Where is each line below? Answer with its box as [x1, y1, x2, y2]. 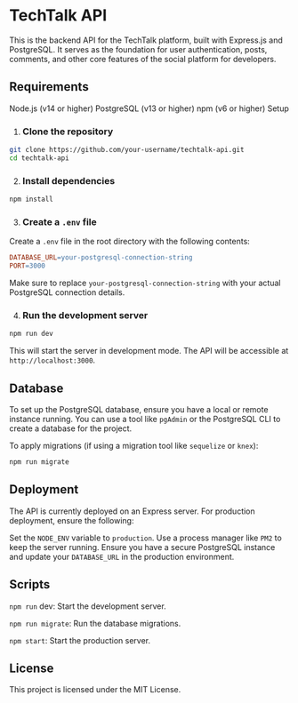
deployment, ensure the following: [9, 515, 134, 525]
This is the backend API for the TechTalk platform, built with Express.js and [9, 35, 283, 45]
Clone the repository [21, 125, 114, 138]
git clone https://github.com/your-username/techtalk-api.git [9, 146, 245, 155]
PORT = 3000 [9, 261, 46, 271]
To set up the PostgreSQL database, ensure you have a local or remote [9, 404, 269, 414]
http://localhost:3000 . [9, 355, 96, 365]
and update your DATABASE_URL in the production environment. [9, 551, 235, 562]
